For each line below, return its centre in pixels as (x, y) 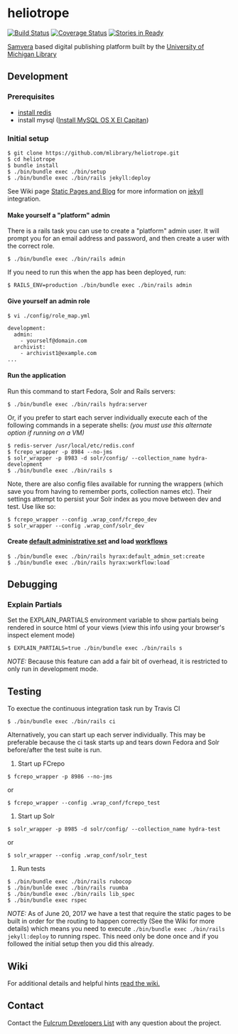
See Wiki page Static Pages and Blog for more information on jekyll (106, 191)
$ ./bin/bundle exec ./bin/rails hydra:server (77, 404)
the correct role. (31, 246)
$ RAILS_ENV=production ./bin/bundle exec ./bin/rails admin (100, 285)
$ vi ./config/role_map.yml (49, 316)
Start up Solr (36, 816)
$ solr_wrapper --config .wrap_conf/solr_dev (76, 526)
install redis (34, 112)
